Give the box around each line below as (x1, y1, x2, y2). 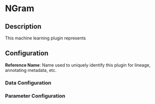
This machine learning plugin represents (5, 35, 86, 41)
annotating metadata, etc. (5, 67, 57, 73)
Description (5, 22, 41, 31)
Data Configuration (5, 79, 52, 86)
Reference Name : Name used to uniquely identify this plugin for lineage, (5, 62, 151, 68)
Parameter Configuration (5, 92, 66, 99)
